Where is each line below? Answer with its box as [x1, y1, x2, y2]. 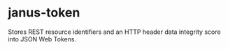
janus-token [8, 5, 80, 21]
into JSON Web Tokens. [8, 35, 76, 43]
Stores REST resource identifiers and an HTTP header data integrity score [8, 28, 221, 36]
